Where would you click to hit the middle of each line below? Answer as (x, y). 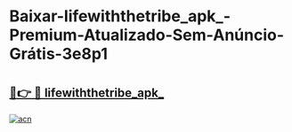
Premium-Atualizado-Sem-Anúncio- (147, 35)
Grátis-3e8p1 (59, 54)
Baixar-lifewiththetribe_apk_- (120, 16)
